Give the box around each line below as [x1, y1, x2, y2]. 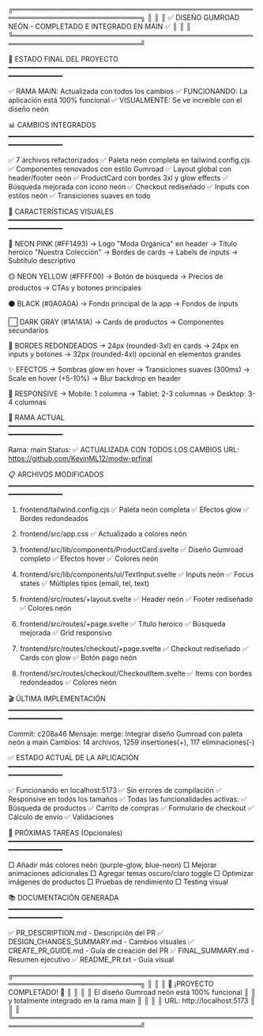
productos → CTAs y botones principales [8, 283, 142, 292]
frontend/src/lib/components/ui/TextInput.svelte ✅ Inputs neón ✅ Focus [19, 569, 254, 579]
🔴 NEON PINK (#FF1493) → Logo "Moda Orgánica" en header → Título [8, 239, 238, 248]
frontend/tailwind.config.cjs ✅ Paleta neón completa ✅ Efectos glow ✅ [19, 505, 250, 514]
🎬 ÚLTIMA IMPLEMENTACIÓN [8, 694, 107, 703]
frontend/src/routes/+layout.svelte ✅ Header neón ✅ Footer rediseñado [19, 595, 254, 604]
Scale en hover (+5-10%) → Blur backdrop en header [8, 374, 182, 383]
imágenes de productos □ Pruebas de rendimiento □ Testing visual [8, 877, 229, 886]
